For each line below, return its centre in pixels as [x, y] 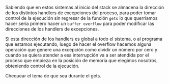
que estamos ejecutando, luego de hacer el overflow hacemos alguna [78, 44]
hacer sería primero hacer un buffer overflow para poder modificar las [80, 23]
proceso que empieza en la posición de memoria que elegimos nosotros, [81, 60]
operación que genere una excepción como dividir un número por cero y [81, 50]
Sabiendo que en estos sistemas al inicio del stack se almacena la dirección [85, 7]
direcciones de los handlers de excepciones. [52, 29]
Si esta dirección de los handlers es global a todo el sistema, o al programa [84, 39]
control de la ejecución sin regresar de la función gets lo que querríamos [81, 18]
